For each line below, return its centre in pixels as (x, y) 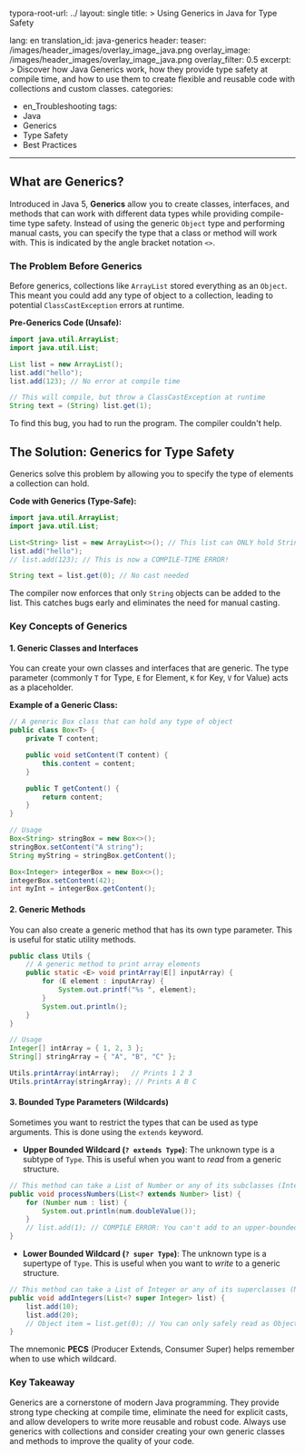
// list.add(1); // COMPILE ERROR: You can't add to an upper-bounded (162, 1228)
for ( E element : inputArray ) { (103, 982)
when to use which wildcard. (63, 1359)
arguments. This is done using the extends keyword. (107, 1131)
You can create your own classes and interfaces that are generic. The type (149, 668)
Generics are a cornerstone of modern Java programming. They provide (144, 1402)
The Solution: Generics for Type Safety (122, 452)
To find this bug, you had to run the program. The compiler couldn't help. (146, 424)
